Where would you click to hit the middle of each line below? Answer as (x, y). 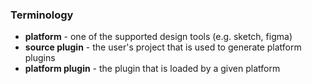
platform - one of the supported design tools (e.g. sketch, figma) (158, 37)
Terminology (42, 15)
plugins (40, 58)
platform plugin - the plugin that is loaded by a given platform (152, 69)
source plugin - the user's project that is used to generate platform (163, 47)
